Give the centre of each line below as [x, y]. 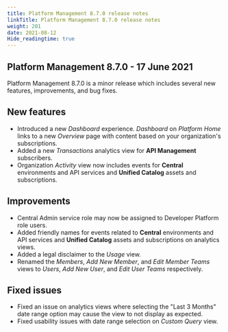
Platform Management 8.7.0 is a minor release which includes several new [111, 83]
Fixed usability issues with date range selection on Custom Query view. [117, 321]
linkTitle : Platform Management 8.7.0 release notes [84, 20]
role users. [32, 225]
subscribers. [35, 158]
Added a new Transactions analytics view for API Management [106, 150]
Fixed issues [35, 290]
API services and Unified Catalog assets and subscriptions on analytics [118, 239]
